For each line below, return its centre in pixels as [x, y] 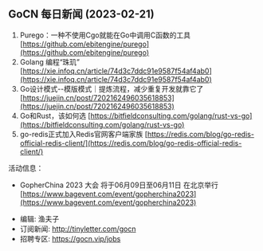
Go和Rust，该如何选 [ [55, 116]
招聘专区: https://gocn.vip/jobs [70, 238]
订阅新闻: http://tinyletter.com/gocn [78, 229]
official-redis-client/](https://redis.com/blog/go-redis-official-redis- [131, 143]
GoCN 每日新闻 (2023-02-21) [81, 14]
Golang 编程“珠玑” [50, 61]
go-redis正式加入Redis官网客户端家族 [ [84, 134]
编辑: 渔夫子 [39, 218]
